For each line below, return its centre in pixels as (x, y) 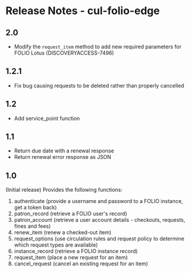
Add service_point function (47, 118)
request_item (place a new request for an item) (71, 258)
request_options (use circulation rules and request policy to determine (99, 239)
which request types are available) (56, 245)
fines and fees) (32, 226)
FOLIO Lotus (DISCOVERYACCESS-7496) (64, 53)
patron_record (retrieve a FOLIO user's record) (70, 214)
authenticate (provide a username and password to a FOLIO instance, (98, 201)
